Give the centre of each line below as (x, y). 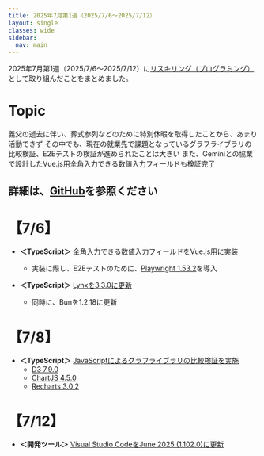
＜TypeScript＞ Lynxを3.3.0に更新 (76, 285)
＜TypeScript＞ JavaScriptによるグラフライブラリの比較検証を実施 (129, 361)
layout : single (33, 23)
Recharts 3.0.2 (55, 386)
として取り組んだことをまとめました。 (70, 79)
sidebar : (23, 38)
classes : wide (32, 30)
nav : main (31, 45)
